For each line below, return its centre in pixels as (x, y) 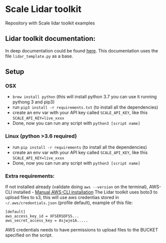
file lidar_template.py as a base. (39, 56)
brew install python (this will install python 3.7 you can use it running (84, 97)
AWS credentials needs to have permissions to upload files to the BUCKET (82, 230)
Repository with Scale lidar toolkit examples (50, 23)
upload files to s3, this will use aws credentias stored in (62, 198)
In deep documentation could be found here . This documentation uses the (82, 50)
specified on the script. (29, 235)
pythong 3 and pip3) (33, 102)
